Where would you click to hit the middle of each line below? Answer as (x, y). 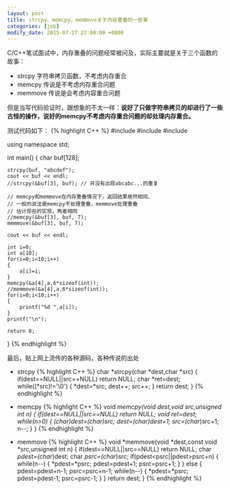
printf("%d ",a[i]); (49, 308)
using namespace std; (38, 145)
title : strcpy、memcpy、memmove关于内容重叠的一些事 (78, 20)
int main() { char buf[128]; (43, 158)
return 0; (21, 331)
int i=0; (20, 247)
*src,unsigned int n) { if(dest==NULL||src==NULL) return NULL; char (114, 449)
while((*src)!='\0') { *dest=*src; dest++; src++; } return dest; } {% (110, 386)
